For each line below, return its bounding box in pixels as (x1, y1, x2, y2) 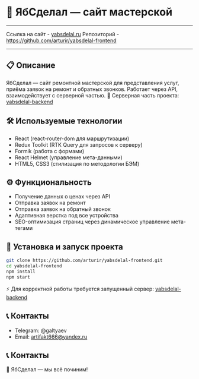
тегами (14, 225, 33, 232)
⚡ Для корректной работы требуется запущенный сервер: (6, 285, 154, 292)
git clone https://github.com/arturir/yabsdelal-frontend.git (6, 258, 163, 264)
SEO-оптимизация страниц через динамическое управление (14, 218, 170, 225)
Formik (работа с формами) (14, 147, 85, 154)
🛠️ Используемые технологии (6, 116, 123, 127)
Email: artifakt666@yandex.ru (14, 333, 88, 340)
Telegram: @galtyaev (14, 327, 67, 334)
